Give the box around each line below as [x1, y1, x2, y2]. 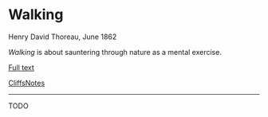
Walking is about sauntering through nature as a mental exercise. [8, 47, 222, 57]
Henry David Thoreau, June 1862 [8, 32, 117, 41]
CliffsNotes [8, 78, 45, 88]
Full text [8, 62, 34, 72]
